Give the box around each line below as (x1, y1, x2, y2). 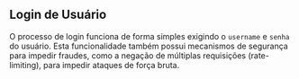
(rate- (247, 49, 270, 61)
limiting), (9, 59, 42, 70)
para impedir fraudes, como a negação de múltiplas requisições (9, 49, 246, 61)
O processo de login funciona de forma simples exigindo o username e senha (9, 31, 290, 41)
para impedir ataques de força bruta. (43, 59, 180, 70)
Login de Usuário (9, 7, 107, 22)
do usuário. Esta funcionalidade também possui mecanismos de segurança (9, 40, 288, 51)
